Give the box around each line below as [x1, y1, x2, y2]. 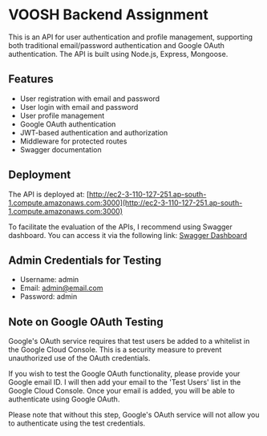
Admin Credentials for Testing [8, 253, 162, 267]
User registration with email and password [19, 94, 160, 103]
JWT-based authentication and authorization [19, 127, 168, 137]
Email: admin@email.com [19, 283, 103, 293]
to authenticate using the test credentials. [8, 418, 146, 428]
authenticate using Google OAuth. [8, 394, 120, 404]
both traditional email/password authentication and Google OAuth [8, 40, 225, 50]
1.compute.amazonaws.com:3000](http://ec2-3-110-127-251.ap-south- [8, 198, 243, 208]
